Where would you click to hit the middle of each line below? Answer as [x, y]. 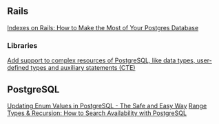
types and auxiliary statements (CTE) [83, 68]
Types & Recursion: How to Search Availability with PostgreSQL [97, 113]
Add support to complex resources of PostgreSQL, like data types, [101, 60]
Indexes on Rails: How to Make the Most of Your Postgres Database [103, 27]
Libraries [22, 45]
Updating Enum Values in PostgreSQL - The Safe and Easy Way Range [107, 106]
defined [18, 68]
